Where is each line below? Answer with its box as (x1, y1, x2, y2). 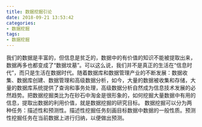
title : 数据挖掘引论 (6, 8, 52, 15)
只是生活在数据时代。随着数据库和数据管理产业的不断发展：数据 (24, 69, 183, 76)
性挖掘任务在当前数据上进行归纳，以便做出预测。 (6, 114, 127, 121)
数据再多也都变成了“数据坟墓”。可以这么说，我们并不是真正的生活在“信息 (6, 61, 188, 69)
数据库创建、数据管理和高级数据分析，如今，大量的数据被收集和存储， (16, 76, 191, 84)
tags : (6, 31, 20, 37)
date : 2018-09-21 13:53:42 (6, 14, 74, 20)
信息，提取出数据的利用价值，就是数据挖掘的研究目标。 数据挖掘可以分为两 (6, 99, 192, 106)
